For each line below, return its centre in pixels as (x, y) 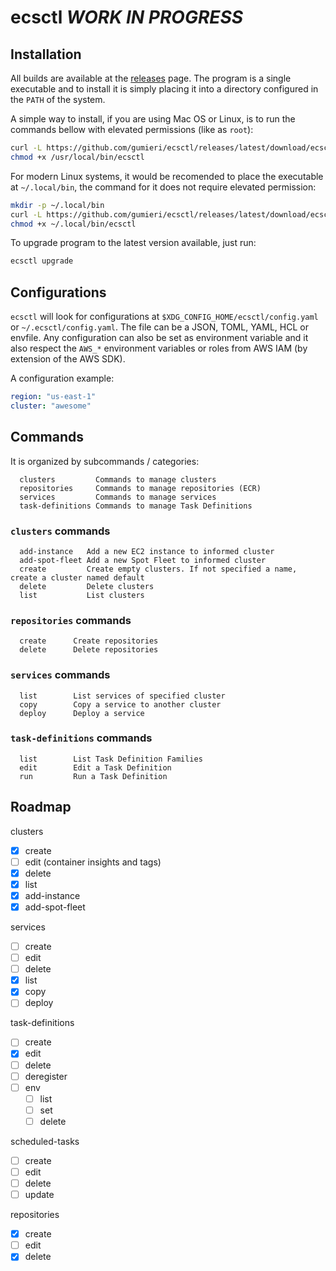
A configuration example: (62, 378)
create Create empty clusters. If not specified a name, (158, 569)
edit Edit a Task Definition (95, 767)
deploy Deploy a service (82, 713)
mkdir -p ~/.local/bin (57, 205)
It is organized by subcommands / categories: (105, 461)
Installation (46, 54)
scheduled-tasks (45, 1141)
